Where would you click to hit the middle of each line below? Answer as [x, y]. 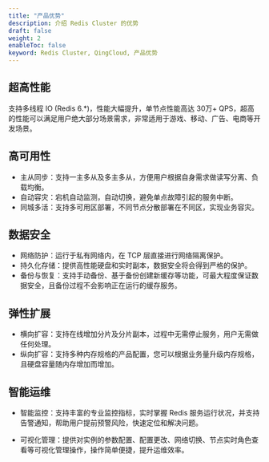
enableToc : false [37, 46]
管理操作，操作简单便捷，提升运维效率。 [122, 450]
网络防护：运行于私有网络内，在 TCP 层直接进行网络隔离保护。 [124, 255]
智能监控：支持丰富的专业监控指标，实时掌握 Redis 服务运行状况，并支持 [140, 413]
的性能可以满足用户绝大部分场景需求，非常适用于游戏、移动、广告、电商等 [131, 118]
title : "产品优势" [37, 16]
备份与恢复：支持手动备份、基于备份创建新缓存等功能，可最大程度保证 [136, 276]
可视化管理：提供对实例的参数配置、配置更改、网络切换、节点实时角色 [136, 440]
